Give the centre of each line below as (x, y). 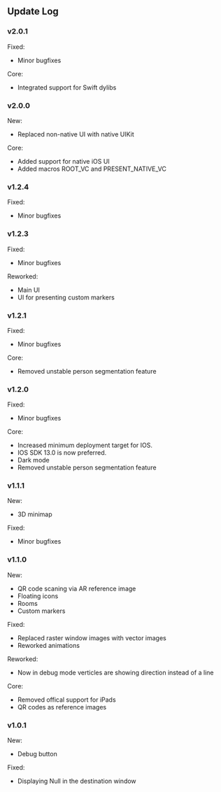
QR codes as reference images (62, 707)
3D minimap (35, 514)
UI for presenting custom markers (66, 297)
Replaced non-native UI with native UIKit (76, 134)
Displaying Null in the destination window (77, 781)
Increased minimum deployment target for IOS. (85, 445)
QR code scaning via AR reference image (77, 588)
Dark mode (34, 460)
